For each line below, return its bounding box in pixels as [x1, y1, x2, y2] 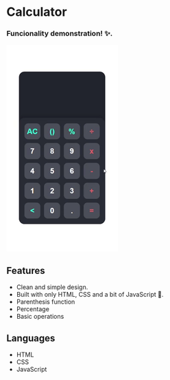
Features [6, 264, 45, 276]
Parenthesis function [16, 297, 75, 306]
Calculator [6, 4, 67, 20]
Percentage [16, 305, 49, 313]
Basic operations [16, 313, 64, 321]
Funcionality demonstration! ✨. [6, 29, 113, 39]
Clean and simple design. [16, 283, 88, 291]
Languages [6, 332, 56, 344]
